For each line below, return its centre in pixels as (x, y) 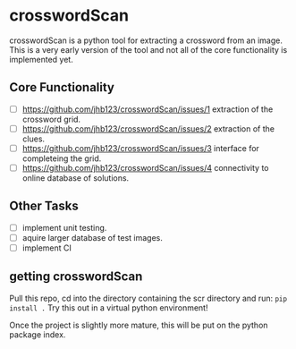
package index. (38, 334)
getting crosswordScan (76, 277)
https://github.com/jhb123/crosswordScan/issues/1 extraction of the (148, 109)
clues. (34, 139)
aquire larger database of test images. (92, 237)
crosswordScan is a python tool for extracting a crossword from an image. (146, 40)
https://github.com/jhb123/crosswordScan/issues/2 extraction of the (148, 128)
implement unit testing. (64, 227)
